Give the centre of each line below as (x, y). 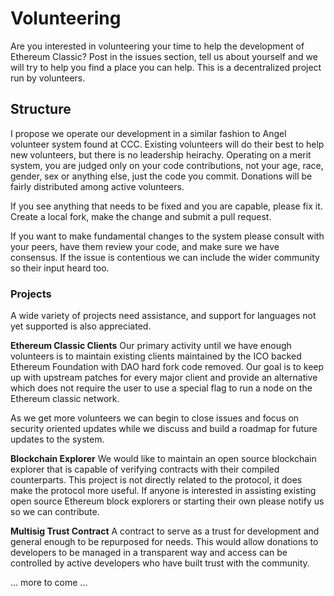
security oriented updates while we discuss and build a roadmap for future (164, 429)
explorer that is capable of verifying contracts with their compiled (145, 469)
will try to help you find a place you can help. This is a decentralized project (166, 67)
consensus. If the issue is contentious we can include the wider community (165, 257)
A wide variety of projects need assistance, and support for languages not (163, 316)
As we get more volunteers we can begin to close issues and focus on (155, 418)
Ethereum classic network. (65, 399)
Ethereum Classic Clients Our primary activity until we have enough (151, 346)
